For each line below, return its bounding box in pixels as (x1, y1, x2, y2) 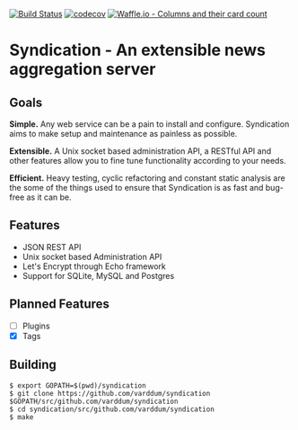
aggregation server (9, 59, 156, 80)
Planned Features (9, 297, 110, 312)
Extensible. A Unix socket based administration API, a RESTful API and (9, 146, 272, 157)
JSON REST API (22, 241, 82, 252)
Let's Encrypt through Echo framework (22, 261, 166, 272)
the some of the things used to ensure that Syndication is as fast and (9, 183, 264, 193)
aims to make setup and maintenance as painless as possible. (9, 129, 238, 139)
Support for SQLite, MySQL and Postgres (22, 270, 175, 281)
